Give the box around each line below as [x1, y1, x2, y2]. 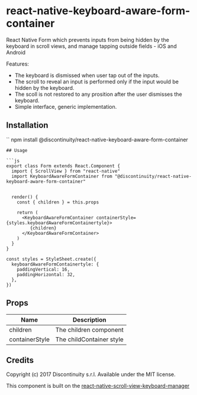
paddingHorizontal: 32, [17, 271, 76, 277]
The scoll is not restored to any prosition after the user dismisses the [14, 90, 182, 98]
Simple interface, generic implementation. [14, 103, 117, 110]
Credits [6, 355, 34, 365]
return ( [17, 209, 38, 215]
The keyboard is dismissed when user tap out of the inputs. [14, 72, 160, 79]
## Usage [6, 147, 28, 153]
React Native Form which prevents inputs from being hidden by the [6, 36, 170, 43]
